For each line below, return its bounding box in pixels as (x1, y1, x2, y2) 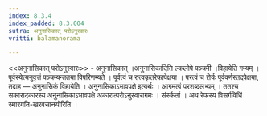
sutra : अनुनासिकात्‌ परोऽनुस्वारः (8, 27, 88, 35)
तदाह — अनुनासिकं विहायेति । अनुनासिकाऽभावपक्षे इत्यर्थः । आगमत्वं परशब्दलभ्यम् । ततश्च (8, 81, 239, 91)
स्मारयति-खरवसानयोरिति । (8, 100, 78, 110)
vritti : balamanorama (8, 34, 81, 43)
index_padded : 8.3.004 (8, 19, 84, 27)
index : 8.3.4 (8, 11, 52, 20)
